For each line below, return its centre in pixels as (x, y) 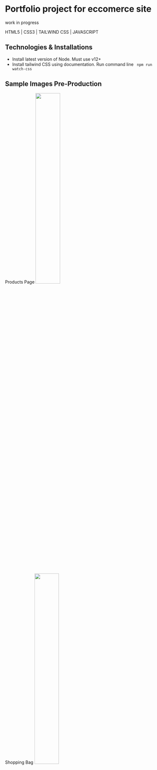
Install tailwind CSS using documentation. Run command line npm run (82, 64)
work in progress (22, 22)
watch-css (22, 69)
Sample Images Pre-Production (53, 84)
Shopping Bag (19, 762)
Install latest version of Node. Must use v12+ (56, 59)
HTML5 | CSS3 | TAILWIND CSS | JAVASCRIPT (52, 32)
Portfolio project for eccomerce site (78, 9)
